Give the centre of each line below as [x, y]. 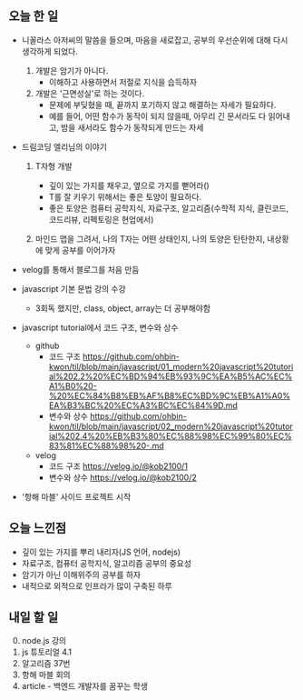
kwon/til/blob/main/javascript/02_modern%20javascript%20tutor [171, 426]
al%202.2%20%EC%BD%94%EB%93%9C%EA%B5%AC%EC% [171, 376]
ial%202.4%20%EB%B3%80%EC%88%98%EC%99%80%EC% [170, 435]
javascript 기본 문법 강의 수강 [73, 288]
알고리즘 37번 [46, 664]
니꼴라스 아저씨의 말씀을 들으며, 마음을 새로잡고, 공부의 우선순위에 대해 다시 [155, 40]
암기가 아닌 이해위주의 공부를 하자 [81, 575]
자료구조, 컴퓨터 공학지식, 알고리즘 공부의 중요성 [107, 563]
